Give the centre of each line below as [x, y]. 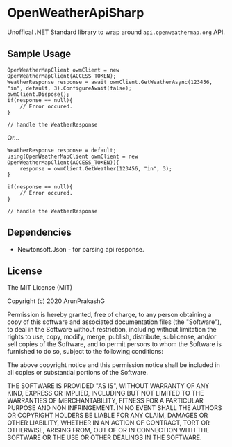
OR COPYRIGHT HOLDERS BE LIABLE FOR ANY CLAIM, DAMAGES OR [108, 416]
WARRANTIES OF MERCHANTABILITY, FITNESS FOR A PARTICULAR [105, 400]
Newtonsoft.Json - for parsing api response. [81, 249]
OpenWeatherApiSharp [76, 13]
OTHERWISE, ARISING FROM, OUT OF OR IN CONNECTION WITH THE [108, 430]
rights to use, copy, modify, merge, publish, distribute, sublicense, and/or [112, 337]
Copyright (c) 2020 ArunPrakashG [56, 301]
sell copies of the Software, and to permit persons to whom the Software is [115, 344]
